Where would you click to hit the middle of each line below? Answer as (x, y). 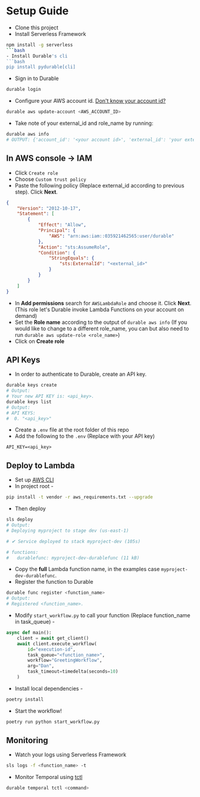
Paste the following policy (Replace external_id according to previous (99, 185)
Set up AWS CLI (34, 480)
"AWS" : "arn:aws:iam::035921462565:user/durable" (111, 236)
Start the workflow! (38, 711)
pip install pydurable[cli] (41, 67)
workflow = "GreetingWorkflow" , (65, 660)
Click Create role (36, 173)
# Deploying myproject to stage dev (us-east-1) (68, 531)
